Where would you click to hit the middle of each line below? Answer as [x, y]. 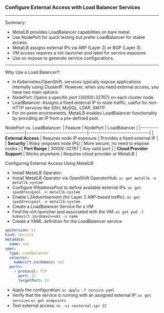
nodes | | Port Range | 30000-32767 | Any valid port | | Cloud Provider [76, 149]
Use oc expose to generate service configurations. [63, 58]
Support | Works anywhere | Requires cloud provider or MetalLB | [71, 154]
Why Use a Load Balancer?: [33, 72]
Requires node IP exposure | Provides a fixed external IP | [101, 138]
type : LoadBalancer [29, 253]
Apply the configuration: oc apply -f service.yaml [63, 290]
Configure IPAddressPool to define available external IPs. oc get [77, 187]
